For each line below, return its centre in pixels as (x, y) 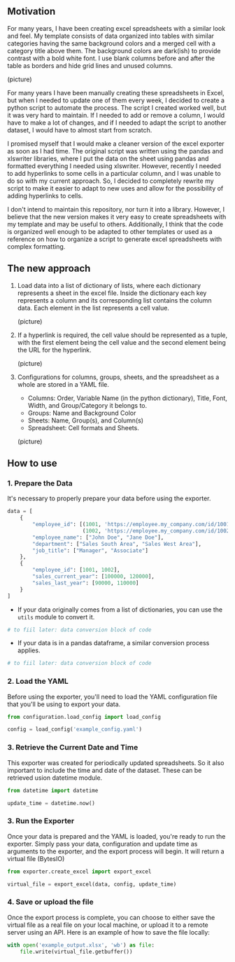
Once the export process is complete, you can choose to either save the (111, 917)
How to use (32, 463)
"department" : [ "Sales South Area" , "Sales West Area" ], (117, 544)
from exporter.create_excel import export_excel (79, 872)
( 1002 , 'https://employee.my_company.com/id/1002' (157, 531)
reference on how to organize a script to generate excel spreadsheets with (115, 239)
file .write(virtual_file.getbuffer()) (76, 951)
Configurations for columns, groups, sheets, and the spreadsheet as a (118, 377)
